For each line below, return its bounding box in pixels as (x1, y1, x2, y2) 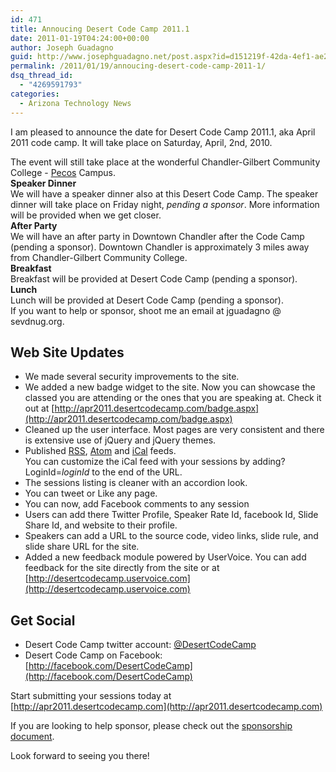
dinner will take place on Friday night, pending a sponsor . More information (10, 198, 320, 210)
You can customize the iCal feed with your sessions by (24, 456, 251, 468)
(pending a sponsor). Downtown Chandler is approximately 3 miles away (10, 241, 310, 253)
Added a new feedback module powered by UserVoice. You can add (24, 551, 307, 563)
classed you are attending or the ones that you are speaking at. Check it (24, 392, 322, 404)
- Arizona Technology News (19, 98, 132, 108)
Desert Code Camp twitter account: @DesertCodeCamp (24, 639, 257, 651)
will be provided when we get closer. (10, 209, 162, 221)
